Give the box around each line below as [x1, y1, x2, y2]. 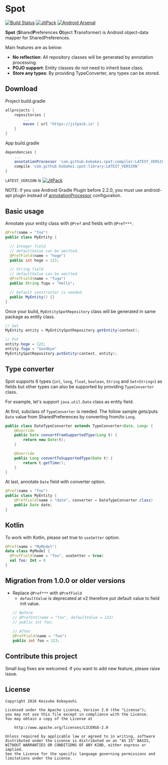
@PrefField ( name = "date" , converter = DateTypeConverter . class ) [14, 498, 153, 503]
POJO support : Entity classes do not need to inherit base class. [12, 65, 144, 71]
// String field [9, 267, 43, 272]
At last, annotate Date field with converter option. [5, 479, 106, 485]
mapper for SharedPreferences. [5, 35, 71, 41]
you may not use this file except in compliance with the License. [5, 712, 149, 717]
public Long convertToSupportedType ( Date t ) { [14, 455, 113, 461]
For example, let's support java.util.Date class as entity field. [5, 398, 134, 404]
